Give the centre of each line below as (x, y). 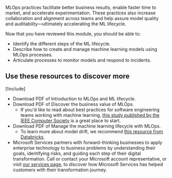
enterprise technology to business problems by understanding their (84, 148)
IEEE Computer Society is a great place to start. (71, 120)
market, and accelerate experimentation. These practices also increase (80, 13)
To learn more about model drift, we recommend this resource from (92, 131)
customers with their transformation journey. (60, 170)
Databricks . (33, 137)
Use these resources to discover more (68, 76)
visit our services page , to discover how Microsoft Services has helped (88, 164)
